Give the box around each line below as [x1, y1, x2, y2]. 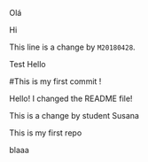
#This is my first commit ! [9, 76, 102, 87]
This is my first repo [9, 127, 82, 138]
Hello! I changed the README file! [9, 93, 133, 104]
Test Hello [9, 59, 46, 69]
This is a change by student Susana [9, 111, 140, 120]
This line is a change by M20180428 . [9, 42, 136, 52]
